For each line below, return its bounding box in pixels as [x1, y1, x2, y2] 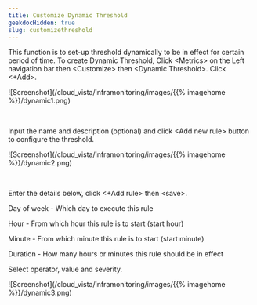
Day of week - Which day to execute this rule [8, 204, 154, 213]
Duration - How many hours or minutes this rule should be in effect [8, 249, 224, 259]
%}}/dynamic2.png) [8, 158, 73, 168]
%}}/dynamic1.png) [8, 96, 71, 106]
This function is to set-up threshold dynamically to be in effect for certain [8, 48, 244, 57]
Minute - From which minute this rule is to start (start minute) [8, 234, 205, 244]
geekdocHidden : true [8, 19, 76, 27]
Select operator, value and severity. [8, 264, 123, 274]
